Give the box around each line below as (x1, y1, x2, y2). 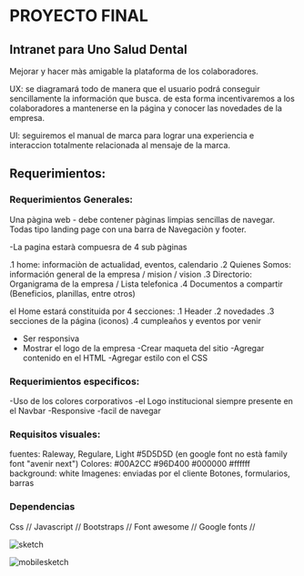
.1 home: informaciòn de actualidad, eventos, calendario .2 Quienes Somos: (9, 258, 291, 269)
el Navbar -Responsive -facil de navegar (9, 405, 161, 416)
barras (9, 478, 35, 489)
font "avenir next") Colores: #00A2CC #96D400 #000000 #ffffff (9, 459, 251, 470)
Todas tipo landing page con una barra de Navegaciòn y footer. (9, 224, 248, 235)
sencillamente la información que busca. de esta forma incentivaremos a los (9, 93, 296, 104)
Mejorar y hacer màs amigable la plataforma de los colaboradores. (9, 66, 259, 76)
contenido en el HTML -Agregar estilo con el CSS (22, 352, 208, 363)
